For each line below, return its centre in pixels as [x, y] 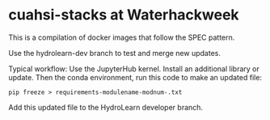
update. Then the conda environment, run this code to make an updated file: [135, 77]
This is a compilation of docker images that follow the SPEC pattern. [122, 37]
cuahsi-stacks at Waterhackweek [124, 15]
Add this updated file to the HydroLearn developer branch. [106, 107]
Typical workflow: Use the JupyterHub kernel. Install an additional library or [134, 69]
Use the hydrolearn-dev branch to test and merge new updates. [114, 53]
